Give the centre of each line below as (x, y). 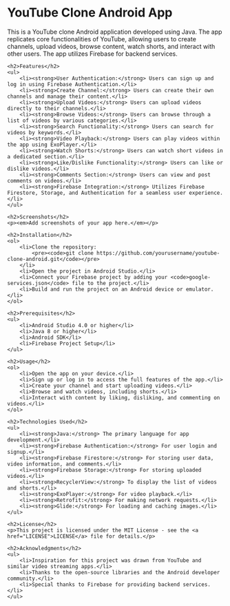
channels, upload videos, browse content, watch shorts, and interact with (111, 46)
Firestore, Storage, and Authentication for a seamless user (97, 193)
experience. (206, 193)
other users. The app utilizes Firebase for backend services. (92, 54)
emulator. (200, 289)
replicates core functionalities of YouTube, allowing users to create (102, 39)
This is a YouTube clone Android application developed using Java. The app (115, 32)
